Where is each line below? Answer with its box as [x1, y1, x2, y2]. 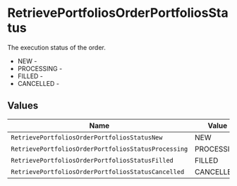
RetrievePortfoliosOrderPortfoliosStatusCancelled [11, 168, 185, 175]
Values [7, 100, 39, 112]
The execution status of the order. [7, 43, 106, 51]
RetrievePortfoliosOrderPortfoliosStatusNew [11, 133, 163, 142]
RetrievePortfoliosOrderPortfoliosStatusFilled [11, 156, 174, 164]
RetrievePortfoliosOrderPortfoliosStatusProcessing [11, 144, 188, 153]
